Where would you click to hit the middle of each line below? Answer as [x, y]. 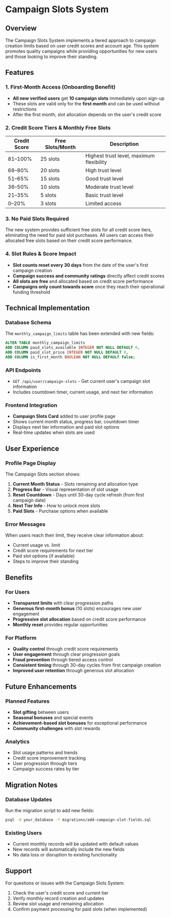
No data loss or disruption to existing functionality [65, 855]
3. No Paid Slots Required [37, 218]
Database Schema [28, 322]
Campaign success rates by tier [46, 769]
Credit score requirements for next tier [53, 550]
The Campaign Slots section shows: [43, 474]
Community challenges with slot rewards [56, 729]
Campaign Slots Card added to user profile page [64, 416]
